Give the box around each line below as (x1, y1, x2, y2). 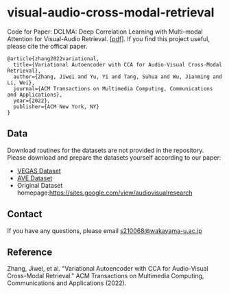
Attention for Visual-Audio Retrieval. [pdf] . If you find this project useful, (7, 34, 210, 42)
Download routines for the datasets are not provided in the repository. (7, 146, 204, 154)
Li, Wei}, (7, 79, 36, 86)
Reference (7, 246, 53, 258)
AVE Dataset (16, 173, 53, 182)
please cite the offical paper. (7, 42, 88, 50)
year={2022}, (13, 97, 51, 104)
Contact (7, 208, 43, 220)
